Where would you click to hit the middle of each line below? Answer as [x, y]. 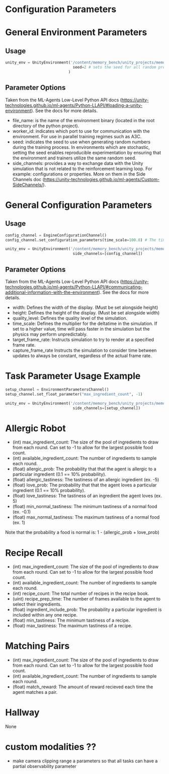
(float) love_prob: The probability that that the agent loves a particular [84, 485]
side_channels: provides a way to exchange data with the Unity [78, 163]
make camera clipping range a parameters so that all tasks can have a [85, 761]
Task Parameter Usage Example [73, 376]
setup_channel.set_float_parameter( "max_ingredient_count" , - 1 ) [74, 394]
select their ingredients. [37, 604]
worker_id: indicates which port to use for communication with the [81, 131]
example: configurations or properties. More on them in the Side [79, 174]
